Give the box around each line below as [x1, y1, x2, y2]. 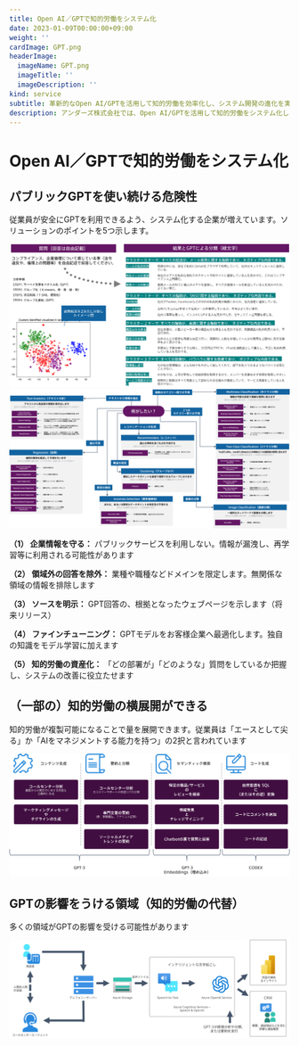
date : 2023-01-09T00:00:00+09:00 [9, 23, 133, 33]
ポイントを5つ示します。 [63, 226, 154, 236]
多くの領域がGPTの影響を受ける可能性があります [9, 921, 190, 932]
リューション [9, 226, 56, 236]
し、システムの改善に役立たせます [9, 670, 134, 680]
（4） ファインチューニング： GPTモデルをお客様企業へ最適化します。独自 [9, 629, 283, 639]
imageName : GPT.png [17, 62, 90, 70]
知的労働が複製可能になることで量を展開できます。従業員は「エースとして [9, 723, 281, 735]
